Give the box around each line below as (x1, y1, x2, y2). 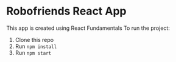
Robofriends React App (6, 4, 127, 18)
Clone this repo (15, 36, 54, 43)
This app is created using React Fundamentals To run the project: (6, 24, 171, 32)
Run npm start (15, 49, 52, 56)
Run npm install (15, 43, 57, 50)
